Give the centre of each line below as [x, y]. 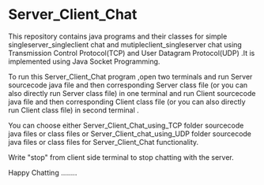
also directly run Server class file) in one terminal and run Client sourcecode [132, 93]
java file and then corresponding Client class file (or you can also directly [127, 102]
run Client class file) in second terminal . [74, 110]
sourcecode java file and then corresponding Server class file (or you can [128, 85]
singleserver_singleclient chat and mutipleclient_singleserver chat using [125, 44]
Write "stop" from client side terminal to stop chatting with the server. [121, 157]
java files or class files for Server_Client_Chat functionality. [104, 142]
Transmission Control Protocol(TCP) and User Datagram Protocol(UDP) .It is [132, 53]
